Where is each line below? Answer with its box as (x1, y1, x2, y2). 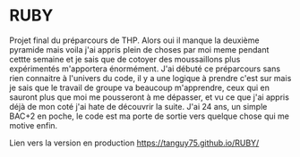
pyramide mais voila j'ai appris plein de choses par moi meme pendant (9, 44, 270, 54)
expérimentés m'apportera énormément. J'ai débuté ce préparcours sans (9, 63, 280, 74)
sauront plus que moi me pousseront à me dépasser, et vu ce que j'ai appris (9, 91, 289, 103)
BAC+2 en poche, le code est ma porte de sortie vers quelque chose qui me (9, 111, 289, 121)
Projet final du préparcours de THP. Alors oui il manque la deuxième (9, 35, 260, 45)
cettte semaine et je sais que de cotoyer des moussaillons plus (9, 54, 241, 64)
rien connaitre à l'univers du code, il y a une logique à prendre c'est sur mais (9, 72, 292, 83)
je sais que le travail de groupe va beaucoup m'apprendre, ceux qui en (9, 82, 270, 93)
